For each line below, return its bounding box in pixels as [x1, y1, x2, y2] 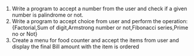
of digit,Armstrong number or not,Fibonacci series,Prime [49, 24, 189, 31]
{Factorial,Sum [11, 24, 48, 31]
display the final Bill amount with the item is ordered [11, 43, 139, 50]
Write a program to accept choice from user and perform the [11, 18, 161, 24]
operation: [162, 18, 188, 24]
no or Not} [11, 30, 38, 38]
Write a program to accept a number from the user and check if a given [11, 5, 187, 12]
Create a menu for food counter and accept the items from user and [11, 37, 179, 43]
